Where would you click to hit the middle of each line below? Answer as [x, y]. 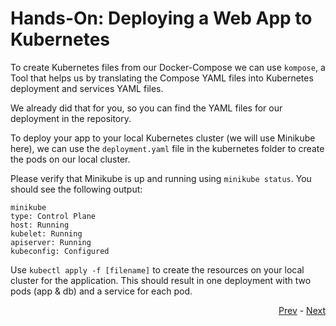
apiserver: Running [51, 242]
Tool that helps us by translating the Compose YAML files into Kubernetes [162, 78]
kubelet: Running [46, 233]
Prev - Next [302, 310]
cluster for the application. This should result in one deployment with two [161, 280]
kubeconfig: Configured [60, 251]
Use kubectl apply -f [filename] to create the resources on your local [157, 269]
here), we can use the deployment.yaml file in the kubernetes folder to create [167, 148]
